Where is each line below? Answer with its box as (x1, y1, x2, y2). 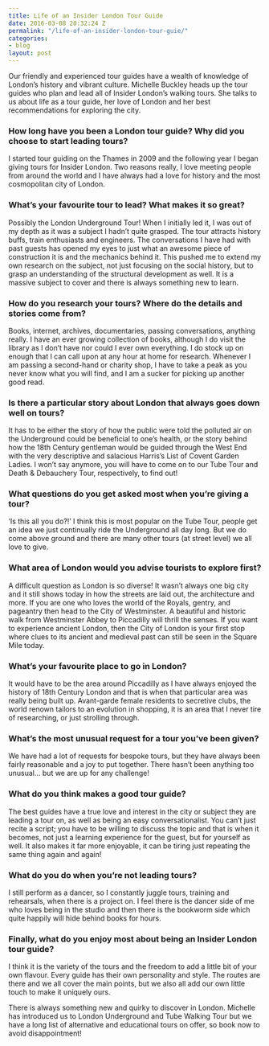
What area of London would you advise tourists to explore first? (8, 562, 262, 573)
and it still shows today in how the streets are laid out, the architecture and (8, 589, 255, 599)
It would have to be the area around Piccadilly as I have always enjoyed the (8, 679, 257, 688)
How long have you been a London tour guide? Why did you (8, 125, 245, 137)
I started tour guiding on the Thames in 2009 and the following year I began (8, 154, 259, 163)
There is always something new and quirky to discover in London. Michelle (8, 1003, 255, 1013)
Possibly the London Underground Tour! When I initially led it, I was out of (8, 218, 252, 228)
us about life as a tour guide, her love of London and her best (8, 97, 211, 106)
